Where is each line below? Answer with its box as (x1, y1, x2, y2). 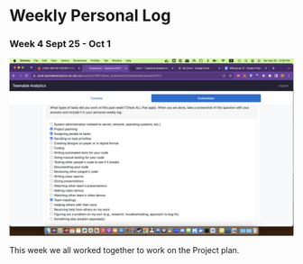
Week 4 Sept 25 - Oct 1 (9, 38, 111, 50)
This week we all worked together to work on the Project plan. (9, 245, 240, 256)
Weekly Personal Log (9, 5, 171, 26)
